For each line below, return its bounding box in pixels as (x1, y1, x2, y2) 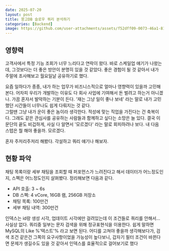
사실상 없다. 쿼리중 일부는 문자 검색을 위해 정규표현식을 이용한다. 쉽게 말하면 (5, 221, 154, 227)
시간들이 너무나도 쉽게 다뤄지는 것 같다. (14, 102, 92, 108)
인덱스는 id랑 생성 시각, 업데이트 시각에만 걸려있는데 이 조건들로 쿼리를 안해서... (5, 215, 160, 221)
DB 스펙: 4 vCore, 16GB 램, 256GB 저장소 (12, 192, 96, 198)
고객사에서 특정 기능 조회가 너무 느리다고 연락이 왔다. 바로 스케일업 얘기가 (5, 60, 149, 66)
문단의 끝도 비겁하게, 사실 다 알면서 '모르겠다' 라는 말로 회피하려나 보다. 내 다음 (5, 121, 159, 127)
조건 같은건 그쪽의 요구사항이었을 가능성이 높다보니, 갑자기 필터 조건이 (10, 234, 147, 240)
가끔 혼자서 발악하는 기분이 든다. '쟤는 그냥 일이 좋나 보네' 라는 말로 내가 (12, 96, 152, 102)
